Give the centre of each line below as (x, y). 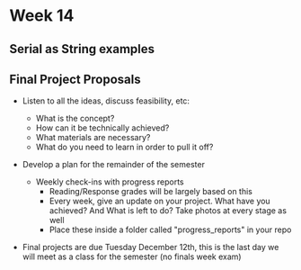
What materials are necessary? (93, 138)
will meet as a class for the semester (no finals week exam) (132, 256)
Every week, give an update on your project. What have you (160, 201)
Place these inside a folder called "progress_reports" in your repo (170, 229)
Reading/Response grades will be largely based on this (151, 192)
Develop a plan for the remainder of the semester (113, 165)
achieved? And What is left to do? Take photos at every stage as (168, 211)
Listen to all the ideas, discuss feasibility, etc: (106, 101)
